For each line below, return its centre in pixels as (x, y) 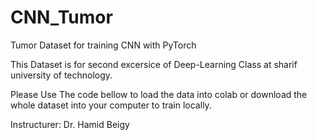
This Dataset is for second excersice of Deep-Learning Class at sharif (154, 64)
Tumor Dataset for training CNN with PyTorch (103, 45)
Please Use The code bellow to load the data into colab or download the (159, 94)
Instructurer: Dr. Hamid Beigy (70, 124)
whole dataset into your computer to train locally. (111, 105)
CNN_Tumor (61, 17)
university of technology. (61, 75)
